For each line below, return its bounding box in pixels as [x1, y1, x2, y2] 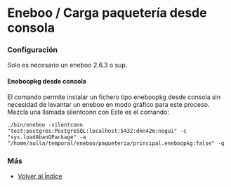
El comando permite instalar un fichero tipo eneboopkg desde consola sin [7, 93, 221, 101]
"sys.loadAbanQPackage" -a [7, 134, 86, 141]
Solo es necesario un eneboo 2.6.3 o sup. [7, 61, 128, 70]
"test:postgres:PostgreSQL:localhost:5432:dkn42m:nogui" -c [7, 127, 187, 134]
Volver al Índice [17, 172, 62, 180]
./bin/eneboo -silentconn [7, 121, 83, 128]
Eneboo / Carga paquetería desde [7, 5, 207, 21]
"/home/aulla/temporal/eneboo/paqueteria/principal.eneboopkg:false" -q [7, 139, 225, 147]
